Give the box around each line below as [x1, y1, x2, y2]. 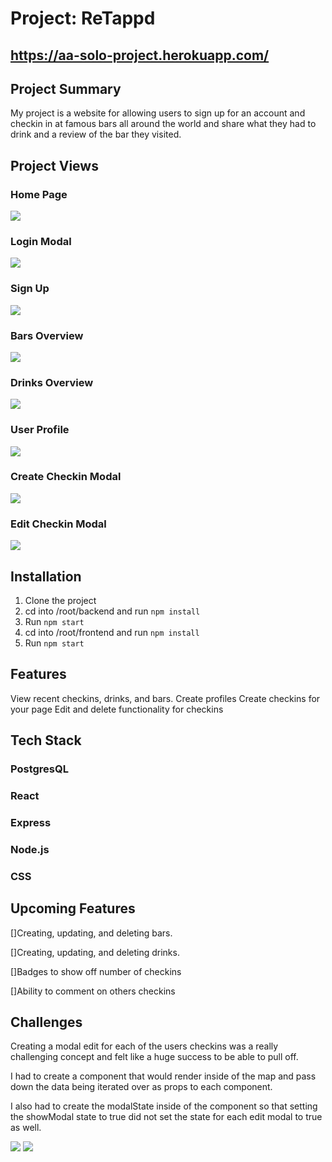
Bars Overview [10, 328, 84, 342]
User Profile [10, 423, 70, 437]
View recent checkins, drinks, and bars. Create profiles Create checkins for [10, 692, 321, 704]
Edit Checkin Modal [10, 517, 107, 531]
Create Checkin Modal [10, 470, 122, 484]
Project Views [10, 157, 99, 174]
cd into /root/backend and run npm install [24, 605, 201, 617]
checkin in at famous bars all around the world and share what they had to [10, 118, 317, 130]
